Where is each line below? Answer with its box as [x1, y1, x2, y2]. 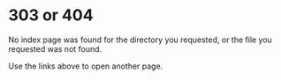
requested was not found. [8, 43, 103, 54]
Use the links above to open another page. [8, 61, 163, 71]
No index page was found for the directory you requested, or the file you [8, 34, 273, 45]
